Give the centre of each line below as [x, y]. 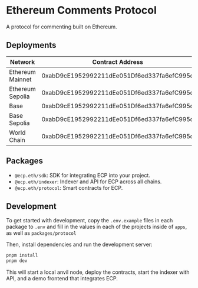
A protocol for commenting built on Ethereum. [62, 27]
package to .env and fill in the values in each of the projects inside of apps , [97, 227]
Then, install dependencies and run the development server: [79, 245]
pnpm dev [17, 261]
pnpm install [22, 255]
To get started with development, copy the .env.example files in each [90, 221]
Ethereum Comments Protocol [82, 10]
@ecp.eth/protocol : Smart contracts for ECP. [69, 187]
